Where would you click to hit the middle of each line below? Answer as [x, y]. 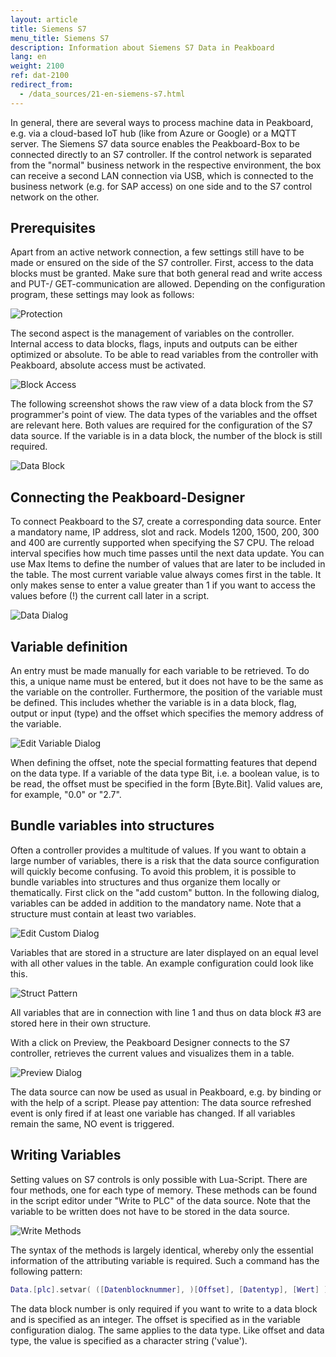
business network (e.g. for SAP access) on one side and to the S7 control [161, 186]
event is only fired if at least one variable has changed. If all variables [153, 1113]
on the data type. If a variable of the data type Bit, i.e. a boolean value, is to [165, 773]
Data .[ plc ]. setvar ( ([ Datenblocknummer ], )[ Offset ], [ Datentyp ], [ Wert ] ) [169, 1289]
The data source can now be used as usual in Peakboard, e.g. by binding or [166, 1092]
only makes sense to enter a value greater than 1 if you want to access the [163, 585]
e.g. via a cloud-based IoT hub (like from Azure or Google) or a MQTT [153, 133]
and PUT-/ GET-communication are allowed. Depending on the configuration [168, 284]
